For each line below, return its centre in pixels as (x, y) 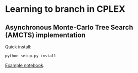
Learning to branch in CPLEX (65, 9)
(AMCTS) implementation (45, 35)
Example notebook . (25, 65)
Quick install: (18, 47)
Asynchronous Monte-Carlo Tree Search (69, 27)
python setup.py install (31, 56)
